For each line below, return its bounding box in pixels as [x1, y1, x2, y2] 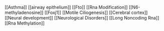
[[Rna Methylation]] [5, 20, 45, 26]
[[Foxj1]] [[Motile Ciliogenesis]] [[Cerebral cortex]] [44, 9, 148, 15]
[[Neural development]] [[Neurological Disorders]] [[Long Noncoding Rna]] [5, 15, 159, 20]
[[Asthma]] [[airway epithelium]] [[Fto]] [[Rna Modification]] [5, 4, 128, 10]
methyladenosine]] [5, 9, 44, 15]
